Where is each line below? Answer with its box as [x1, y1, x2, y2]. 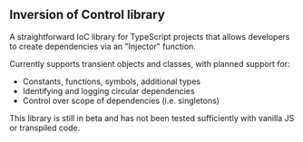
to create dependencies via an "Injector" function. [9, 41, 197, 52]
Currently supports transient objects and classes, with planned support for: [9, 58, 290, 69]
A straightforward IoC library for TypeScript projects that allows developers [9, 31, 290, 42]
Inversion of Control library [9, 7, 165, 23]
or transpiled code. [9, 122, 81, 133]
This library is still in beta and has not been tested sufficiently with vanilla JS [9, 112, 295, 123]
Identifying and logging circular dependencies [22, 85, 195, 96]
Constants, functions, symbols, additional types [22, 76, 201, 87]
